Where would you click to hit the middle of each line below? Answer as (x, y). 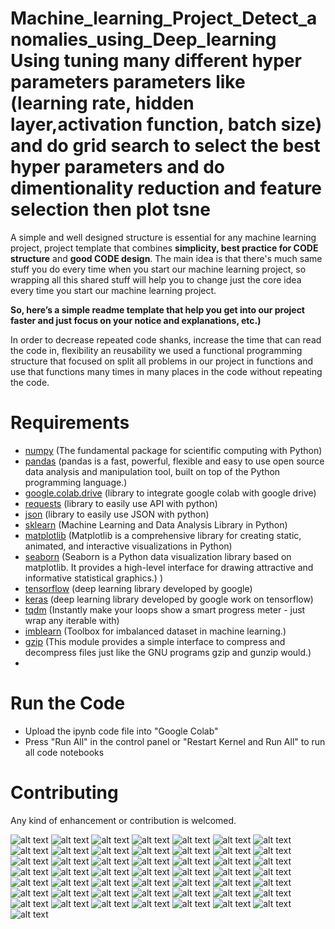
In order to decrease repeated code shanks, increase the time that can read (166, 339)
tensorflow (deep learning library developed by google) (138, 588)
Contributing (64, 793)
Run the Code (68, 703)
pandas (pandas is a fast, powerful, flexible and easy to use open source (174, 461)
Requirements (70, 423)
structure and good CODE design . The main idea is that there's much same (166, 258)
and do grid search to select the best (165, 146)
